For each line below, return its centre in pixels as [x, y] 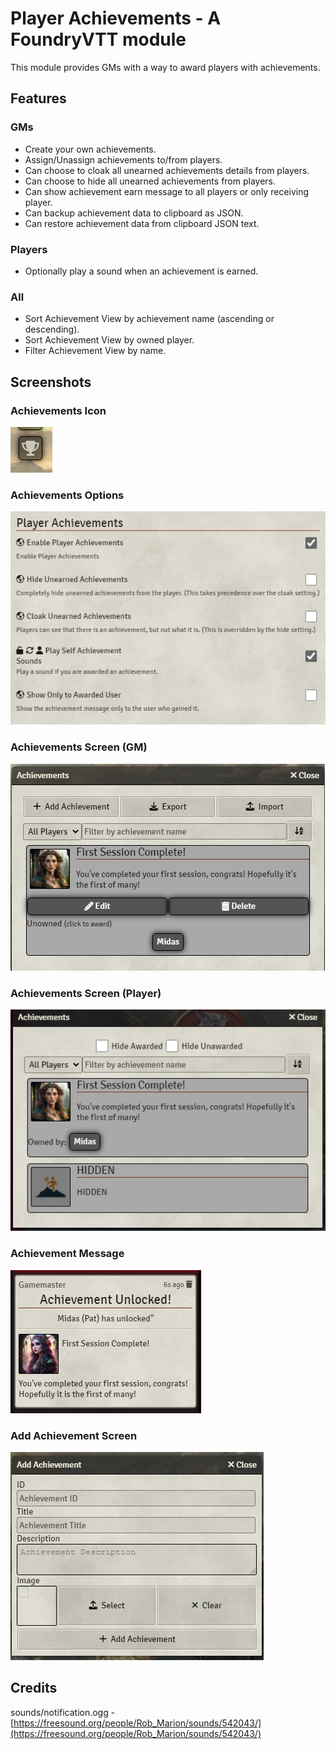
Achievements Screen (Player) [86, 993]
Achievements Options [67, 495]
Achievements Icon [58, 410]
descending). [52, 329]
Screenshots [51, 382]
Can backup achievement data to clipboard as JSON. [134, 213]
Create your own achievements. [90, 149]
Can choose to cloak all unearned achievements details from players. [167, 170]
